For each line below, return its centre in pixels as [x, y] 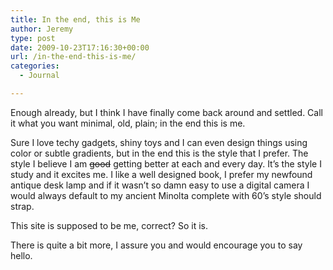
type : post [33, 38]
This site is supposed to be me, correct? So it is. [109, 225]
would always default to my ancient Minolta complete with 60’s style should [166, 195]
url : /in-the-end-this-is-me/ [73, 57]
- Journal [39, 76]
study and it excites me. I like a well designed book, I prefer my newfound [161, 174]
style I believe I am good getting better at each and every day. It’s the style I [166, 163]
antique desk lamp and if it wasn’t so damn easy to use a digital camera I [160, 185]
